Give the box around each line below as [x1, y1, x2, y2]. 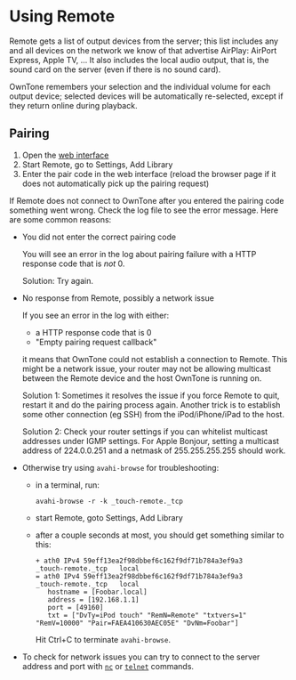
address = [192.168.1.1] [47, 595, 140, 604]
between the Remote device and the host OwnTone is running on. [21, 372, 262, 384]
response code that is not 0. [21, 258, 125, 269]
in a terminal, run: [35, 479, 100, 490]
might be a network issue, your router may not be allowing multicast [21, 363, 271, 374]
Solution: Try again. [21, 275, 93, 286]
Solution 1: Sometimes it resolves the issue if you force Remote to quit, [21, 390, 280, 401]
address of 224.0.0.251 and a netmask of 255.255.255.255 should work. [21, 445, 286, 456]
